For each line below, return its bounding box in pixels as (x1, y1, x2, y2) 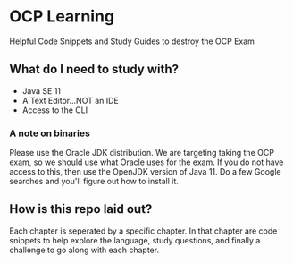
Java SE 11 (21, 85, 61, 96)
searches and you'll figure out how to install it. (9, 176, 179, 187)
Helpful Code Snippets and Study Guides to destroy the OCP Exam (9, 36, 255, 47)
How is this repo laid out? (9, 201, 153, 217)
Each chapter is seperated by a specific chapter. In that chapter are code (9, 226, 278, 236)
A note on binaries (9, 127, 91, 140)
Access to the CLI (21, 105, 88, 115)
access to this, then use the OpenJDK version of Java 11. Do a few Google (9, 166, 281, 177)
